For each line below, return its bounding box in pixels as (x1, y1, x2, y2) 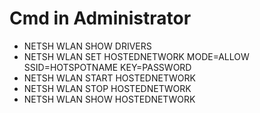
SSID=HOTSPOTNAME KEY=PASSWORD (23, 61, 192, 73)
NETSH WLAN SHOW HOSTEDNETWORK (23, 93, 196, 105)
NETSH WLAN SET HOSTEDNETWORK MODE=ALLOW (23, 50, 250, 62)
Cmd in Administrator (9, 7, 192, 30)
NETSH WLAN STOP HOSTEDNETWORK (23, 82, 192, 94)
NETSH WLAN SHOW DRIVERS (23, 40, 152, 52)
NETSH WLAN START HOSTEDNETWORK (23, 72, 196, 84)
